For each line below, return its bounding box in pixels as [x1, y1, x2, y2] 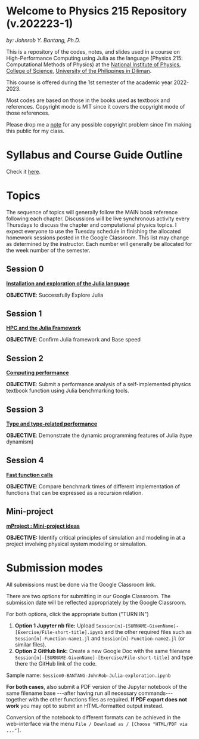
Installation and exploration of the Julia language [6, 279, 130, 287]
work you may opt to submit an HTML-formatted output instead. [6, 702, 164, 709]
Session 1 [6, 309, 42, 319]
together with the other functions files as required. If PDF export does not [6, 695, 188, 703]
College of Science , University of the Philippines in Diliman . [6, 67, 152, 74]
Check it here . [6, 168, 41, 175]
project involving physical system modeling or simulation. [6, 540, 147, 547]
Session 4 [6, 455, 44, 466]
